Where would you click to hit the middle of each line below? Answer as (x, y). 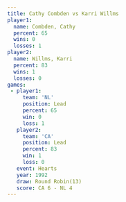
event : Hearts (37, 168)
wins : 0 (25, 40)
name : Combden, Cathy (45, 26)
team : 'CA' (38, 136)
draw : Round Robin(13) (49, 181)
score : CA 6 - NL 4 (44, 188)
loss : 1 (34, 123)
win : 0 (32, 117)
